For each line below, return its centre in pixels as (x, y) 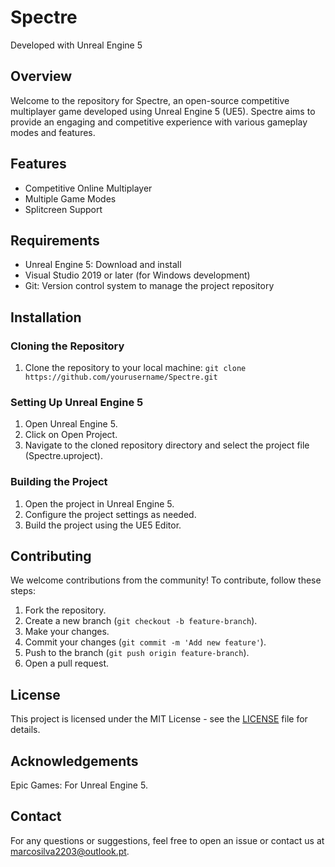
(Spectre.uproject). (63, 456)
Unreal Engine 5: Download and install (103, 265)
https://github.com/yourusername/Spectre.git (121, 377)
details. (25, 730)
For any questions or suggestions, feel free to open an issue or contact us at (167, 840)
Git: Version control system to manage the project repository (149, 286)
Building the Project (59, 482)
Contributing (51, 556)
